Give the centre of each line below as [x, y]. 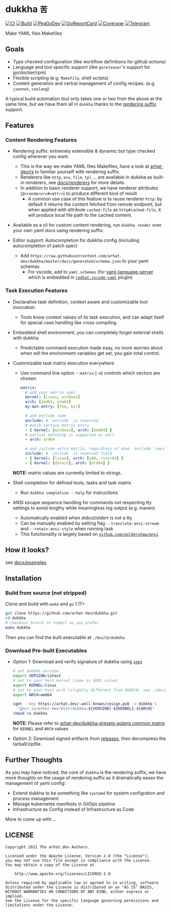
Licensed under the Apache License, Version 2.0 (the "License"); [77, 856]
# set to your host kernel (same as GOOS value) [65, 680]
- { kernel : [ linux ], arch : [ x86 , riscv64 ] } [74, 458]
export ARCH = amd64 [32, 695]
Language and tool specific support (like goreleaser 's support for [81, 67]
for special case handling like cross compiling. [69, 323]
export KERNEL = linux [34, 685]
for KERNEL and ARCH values [41, 729]
